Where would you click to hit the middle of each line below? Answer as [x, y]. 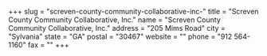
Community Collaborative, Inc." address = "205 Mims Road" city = [117, 28]
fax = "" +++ [48, 45]
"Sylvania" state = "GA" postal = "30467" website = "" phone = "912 [120, 36]
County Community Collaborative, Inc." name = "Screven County [114, 20]
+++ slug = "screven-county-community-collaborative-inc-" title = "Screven [133, 11]
